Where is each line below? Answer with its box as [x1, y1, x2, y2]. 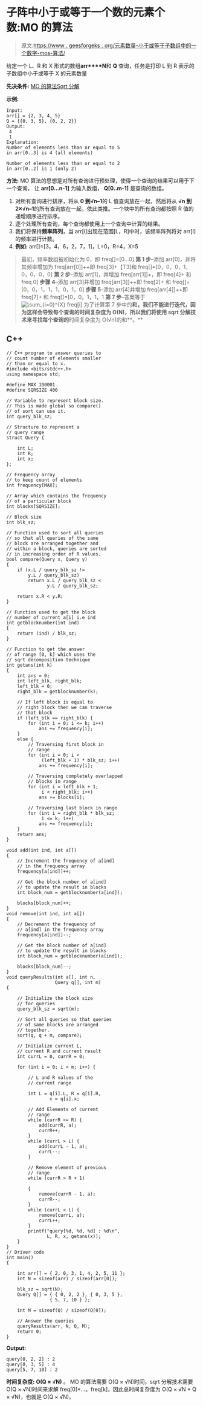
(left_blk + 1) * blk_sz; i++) [41, 757, 120, 763]
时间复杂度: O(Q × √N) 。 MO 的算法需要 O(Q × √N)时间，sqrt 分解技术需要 [6, 1378, 193, 1385]
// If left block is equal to [17, 699, 94, 705]
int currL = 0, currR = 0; [17, 1053, 85, 1060]
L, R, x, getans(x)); [47, 1233, 101, 1239]
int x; [17, 456, 34, 462]
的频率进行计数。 [14, 235, 58, 242]
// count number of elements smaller [6, 355, 101, 361]
